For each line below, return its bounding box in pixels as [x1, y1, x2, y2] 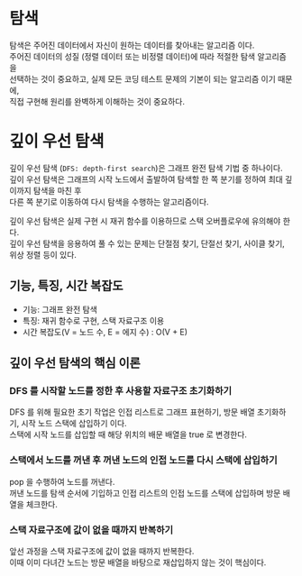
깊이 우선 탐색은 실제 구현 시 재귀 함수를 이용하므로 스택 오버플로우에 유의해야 [9, 215, 281, 226]
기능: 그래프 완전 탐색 [22, 304, 97, 315]
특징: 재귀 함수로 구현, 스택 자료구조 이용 [22, 315, 165, 325]
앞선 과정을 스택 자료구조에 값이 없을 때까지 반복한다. [9, 545, 195, 556]
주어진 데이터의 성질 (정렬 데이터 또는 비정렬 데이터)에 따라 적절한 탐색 [9, 50, 255, 61]
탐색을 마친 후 [32, 185, 82, 196]
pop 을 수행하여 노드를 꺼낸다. [9, 476, 115, 487]
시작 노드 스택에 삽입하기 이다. [21, 418, 128, 429]
